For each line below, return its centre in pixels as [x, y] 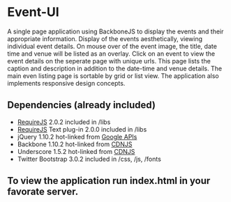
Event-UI [33, 12]
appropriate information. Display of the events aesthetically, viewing [105, 38]
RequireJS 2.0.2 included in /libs [64, 122]
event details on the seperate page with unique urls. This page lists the [109, 61]
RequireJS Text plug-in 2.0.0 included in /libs [82, 129]
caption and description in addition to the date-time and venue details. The [114, 68]
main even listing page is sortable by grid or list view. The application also [113, 76]
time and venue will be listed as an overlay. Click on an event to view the [111, 54]
